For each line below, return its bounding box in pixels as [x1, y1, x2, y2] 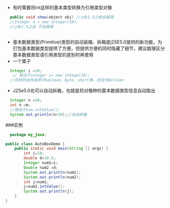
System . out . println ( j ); [23, 189, 74, 194]
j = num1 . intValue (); [23, 184, 65, 189]
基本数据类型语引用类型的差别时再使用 [12, 52, 93, 58]
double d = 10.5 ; [23, 155, 56, 161]
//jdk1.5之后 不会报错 [10, 24, 54, 29]
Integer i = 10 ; [10, 68, 42, 73]
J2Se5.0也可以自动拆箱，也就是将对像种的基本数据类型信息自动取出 [12, 87, 156, 94]
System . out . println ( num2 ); [23, 174, 81, 180]
